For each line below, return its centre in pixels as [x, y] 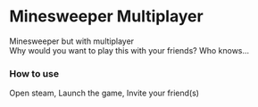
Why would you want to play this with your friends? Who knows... [129, 50]
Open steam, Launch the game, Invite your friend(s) [104, 93]
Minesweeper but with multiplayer [72, 41]
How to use [34, 73]
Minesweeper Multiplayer [106, 16]
